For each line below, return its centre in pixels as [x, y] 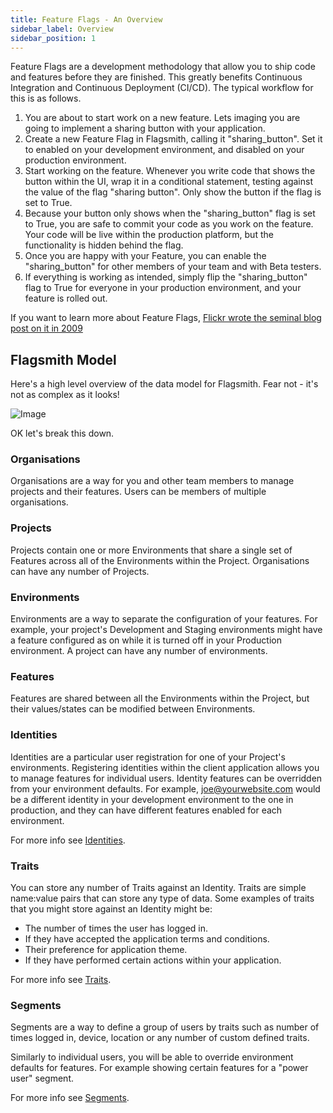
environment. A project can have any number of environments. [139, 651]
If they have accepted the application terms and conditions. [147, 938]
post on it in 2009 [46, 328]
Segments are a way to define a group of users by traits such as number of [165, 1027]
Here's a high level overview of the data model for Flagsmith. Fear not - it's [164, 384]
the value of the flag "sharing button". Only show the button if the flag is [173, 192]
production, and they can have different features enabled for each [146, 810]
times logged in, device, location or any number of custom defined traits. [160, 1038]
